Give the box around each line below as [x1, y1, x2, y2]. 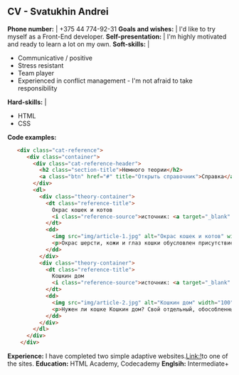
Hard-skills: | [7, 98, 47, 106]
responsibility [17, 83, 58, 92]
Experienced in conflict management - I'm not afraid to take [17, 76, 193, 85]
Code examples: [7, 133, 57, 141]
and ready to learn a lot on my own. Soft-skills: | [7, 39, 150, 48]
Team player [17, 68, 55, 77]
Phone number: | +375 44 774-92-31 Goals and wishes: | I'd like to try [7, 24, 216, 33]
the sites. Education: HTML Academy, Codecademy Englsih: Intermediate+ [7, 359, 229, 368]
